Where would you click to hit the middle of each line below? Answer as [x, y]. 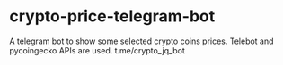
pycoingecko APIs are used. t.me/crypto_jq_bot [97, 50]
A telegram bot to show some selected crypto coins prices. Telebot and [141, 41]
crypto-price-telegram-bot [112, 16]
